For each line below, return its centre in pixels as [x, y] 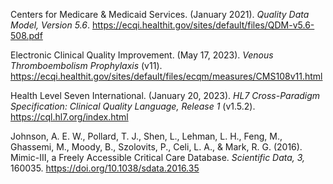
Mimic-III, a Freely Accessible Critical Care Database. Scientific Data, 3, [158, 157]
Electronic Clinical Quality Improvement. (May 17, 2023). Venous [142, 55]
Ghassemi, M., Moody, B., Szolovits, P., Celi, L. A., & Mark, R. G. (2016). [156, 147]
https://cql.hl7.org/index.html [69, 117]
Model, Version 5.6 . [50, 25]
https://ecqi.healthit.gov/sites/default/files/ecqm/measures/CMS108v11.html [166, 76]
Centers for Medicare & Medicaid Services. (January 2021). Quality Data [160, 14]
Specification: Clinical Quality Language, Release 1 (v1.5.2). [133, 106]
